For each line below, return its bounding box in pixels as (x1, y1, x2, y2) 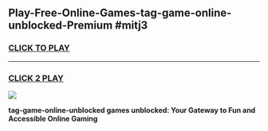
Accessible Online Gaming (8, 114, 98, 123)
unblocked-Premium (8, 19, 113, 33)
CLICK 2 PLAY (8, 72, 64, 83)
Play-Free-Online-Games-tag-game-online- (8, 6, 232, 20)
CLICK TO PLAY (8, 43, 70, 54)
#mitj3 (114, 19, 148, 33)
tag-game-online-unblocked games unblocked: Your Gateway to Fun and (8, 105, 256, 114)
